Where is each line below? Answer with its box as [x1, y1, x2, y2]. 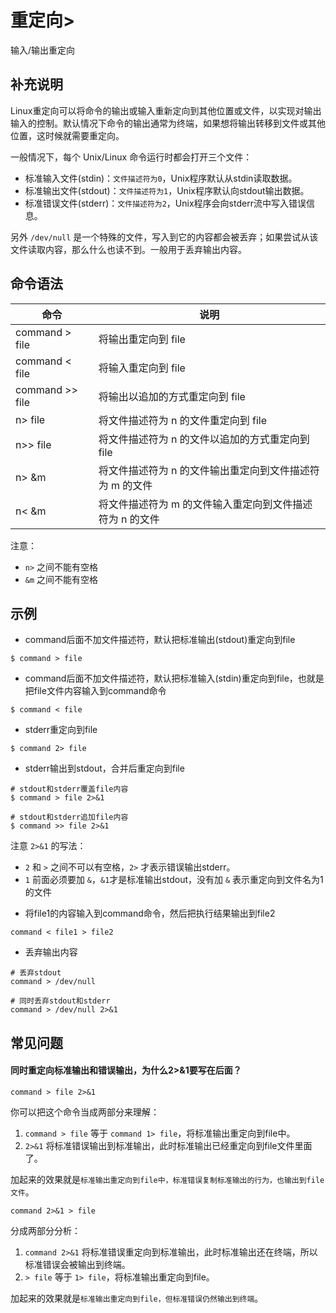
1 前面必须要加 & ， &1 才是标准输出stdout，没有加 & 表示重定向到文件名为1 [24, 874, 324, 886]
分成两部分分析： [10, 1224, 81, 1236]
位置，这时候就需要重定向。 [10, 129, 125, 141]
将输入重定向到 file [98, 361, 186, 375]
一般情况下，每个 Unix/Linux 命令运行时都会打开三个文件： [10, 151, 253, 163]
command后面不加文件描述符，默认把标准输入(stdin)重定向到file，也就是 [24, 672, 325, 685]
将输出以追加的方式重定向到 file [98, 389, 246, 403]
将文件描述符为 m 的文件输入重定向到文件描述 [98, 497, 313, 511]
